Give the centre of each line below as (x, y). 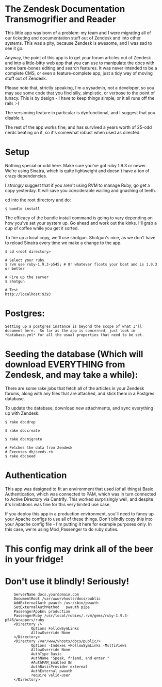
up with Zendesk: (22, 413)
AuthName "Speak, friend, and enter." (70, 658)
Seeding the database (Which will (74, 354)
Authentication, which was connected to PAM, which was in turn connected (81, 494)
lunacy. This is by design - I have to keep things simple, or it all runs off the (80, 98)
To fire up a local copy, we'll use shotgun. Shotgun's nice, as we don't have (80, 237)
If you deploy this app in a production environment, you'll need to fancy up (80, 513)
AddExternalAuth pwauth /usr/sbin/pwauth (56, 603)
